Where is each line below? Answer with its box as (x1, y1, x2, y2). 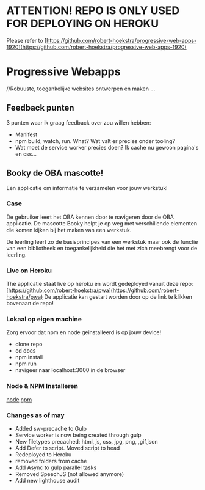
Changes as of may (6, 411, 65, 419)
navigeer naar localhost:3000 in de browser (15, 367, 126, 374)
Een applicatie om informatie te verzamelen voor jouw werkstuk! (6, 184, 168, 191)
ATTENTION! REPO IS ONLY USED (6, 4, 180, 18)
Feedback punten (6, 103, 74, 113)
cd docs (15, 347, 36, 354)
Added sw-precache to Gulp (15, 425, 87, 432)
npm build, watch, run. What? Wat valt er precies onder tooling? (15, 137, 176, 144)
